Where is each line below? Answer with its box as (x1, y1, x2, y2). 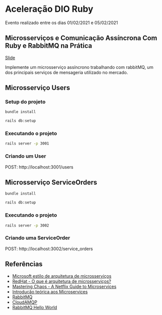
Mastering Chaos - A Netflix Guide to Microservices (12, 284, 116, 289)
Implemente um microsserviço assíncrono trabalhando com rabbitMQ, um (5, 64, 154, 70)
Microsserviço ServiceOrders (5, 178, 97, 187)
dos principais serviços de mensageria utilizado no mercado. (5, 69, 128, 75)
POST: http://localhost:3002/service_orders (5, 246, 93, 252)
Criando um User (5, 153, 46, 160)
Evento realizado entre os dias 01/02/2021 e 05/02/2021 (5, 20, 118, 26)
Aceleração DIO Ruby (5, 3, 93, 15)
